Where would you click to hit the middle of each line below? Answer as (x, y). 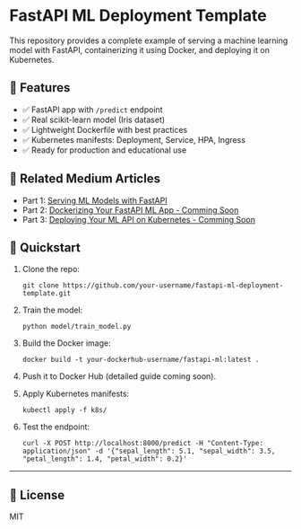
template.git (47, 294)
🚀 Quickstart (45, 247)
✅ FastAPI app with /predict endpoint (92, 110)
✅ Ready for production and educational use (104, 150)
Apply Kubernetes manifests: (76, 394)
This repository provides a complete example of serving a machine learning (149, 40)
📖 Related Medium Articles (85, 179)
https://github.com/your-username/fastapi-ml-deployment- (173, 286)
